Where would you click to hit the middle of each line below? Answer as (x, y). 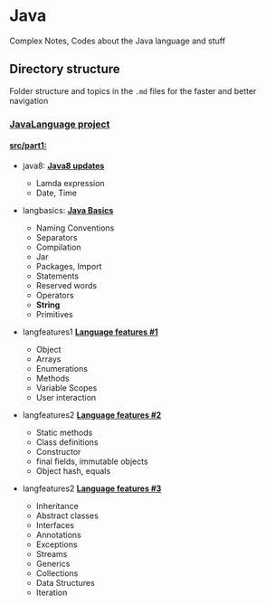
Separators (57, 237)
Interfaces (55, 525)
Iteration (52, 592)
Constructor (58, 451)
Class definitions (67, 442)
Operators (55, 295)
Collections (57, 573)
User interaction (66, 397)
